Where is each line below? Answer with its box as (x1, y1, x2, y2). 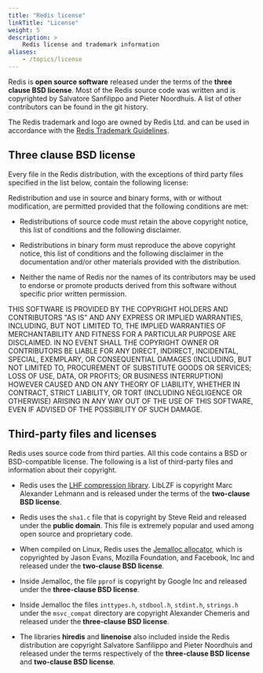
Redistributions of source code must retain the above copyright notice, (19, 216, 249, 226)
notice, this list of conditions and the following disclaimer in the (19, 249, 224, 258)
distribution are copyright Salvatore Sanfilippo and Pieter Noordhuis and (19, 640, 253, 649)
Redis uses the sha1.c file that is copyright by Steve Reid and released (19, 512, 247, 522)
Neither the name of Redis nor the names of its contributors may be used (19, 272, 256, 282)
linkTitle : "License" (8, 19, 79, 27)
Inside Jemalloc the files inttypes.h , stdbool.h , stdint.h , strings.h (19, 600, 239, 609)
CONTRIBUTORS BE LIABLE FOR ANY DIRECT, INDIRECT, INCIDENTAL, (8, 346, 239, 355)
